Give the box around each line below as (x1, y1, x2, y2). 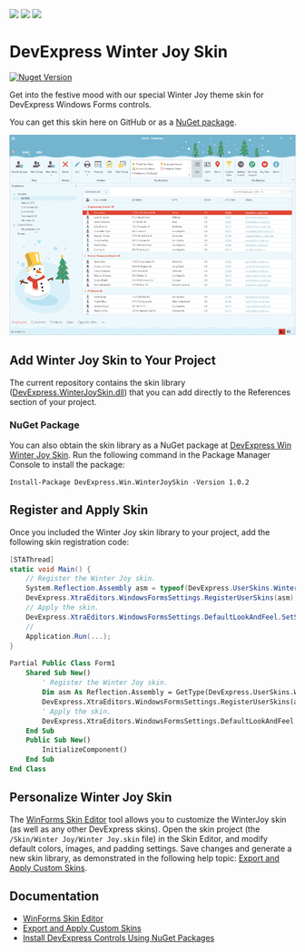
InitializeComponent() (42, 745, 128, 755)
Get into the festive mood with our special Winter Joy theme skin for (9, 89, 264, 100)
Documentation (9, 888, 100, 905)
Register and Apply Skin (9, 502, 149, 518)
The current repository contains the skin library (9, 377, 186, 388)
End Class (9, 765, 47, 774)
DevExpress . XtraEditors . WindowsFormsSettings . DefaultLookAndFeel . (25, 613, 282, 622)
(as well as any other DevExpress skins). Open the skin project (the (9, 824, 261, 835)
